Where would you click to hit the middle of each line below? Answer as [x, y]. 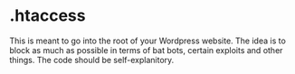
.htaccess [48, 16]
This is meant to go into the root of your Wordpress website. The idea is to [148, 41]
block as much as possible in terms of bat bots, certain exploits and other [146, 50]
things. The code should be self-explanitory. [92, 60]
